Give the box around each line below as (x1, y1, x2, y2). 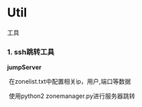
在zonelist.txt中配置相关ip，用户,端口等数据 (8, 78, 132, 86)
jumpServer (7, 63, 42, 71)
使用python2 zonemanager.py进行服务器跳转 (8, 92, 136, 100)
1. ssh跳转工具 (7, 47, 55, 56)
